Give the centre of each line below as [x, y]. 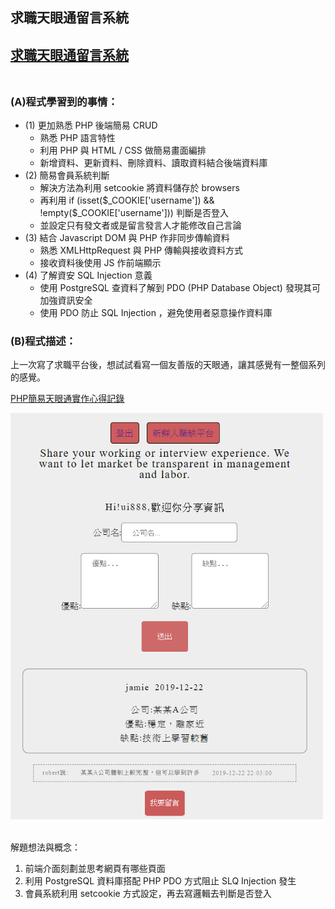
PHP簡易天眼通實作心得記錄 [67, 399]
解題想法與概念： [45, 847]
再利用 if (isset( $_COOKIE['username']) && [127, 200]
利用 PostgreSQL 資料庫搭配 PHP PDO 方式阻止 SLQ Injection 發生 [160, 881]
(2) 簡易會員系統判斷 [67, 175]
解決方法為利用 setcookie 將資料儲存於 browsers [139, 188]
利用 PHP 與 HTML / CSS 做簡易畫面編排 [123, 150]
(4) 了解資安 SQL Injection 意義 [88, 275]
